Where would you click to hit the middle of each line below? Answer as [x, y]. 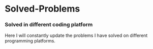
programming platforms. [30, 41]
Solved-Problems [42, 9]
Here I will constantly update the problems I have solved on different [76, 35]
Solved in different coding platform [49, 25]
